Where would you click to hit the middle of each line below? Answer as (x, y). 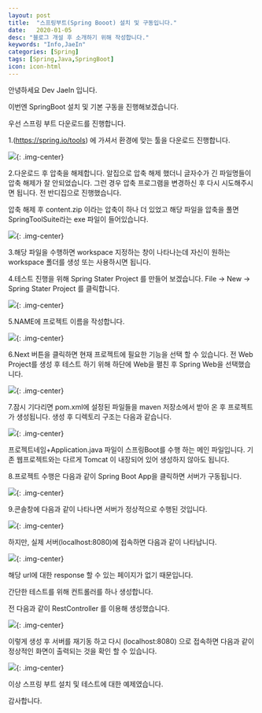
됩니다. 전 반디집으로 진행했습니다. (69, 193)
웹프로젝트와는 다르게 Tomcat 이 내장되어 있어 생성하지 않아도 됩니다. (123, 459)
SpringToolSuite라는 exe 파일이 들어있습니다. (78, 219)
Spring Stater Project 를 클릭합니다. (64, 289)
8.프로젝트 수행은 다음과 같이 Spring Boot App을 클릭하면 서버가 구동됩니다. (125, 476)
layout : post (30, 15)
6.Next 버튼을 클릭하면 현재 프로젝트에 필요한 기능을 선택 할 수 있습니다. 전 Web (131, 354)
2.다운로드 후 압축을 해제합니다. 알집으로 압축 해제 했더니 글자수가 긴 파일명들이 (130, 173)
